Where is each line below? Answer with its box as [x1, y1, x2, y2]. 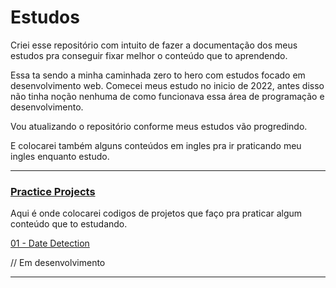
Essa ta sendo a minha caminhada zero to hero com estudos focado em [10, 69, 306, 81]
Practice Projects [10, 184, 96, 198]
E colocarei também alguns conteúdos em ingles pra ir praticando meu [10, 139, 302, 151]
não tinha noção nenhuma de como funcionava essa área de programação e [10, 90, 325, 102]
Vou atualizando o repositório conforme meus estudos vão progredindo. [10, 120, 308, 132]
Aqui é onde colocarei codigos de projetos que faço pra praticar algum [10, 207, 303, 220]
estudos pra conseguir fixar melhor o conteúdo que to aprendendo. [10, 49, 288, 61]
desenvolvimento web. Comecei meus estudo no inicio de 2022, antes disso [10, 79, 325, 91]
